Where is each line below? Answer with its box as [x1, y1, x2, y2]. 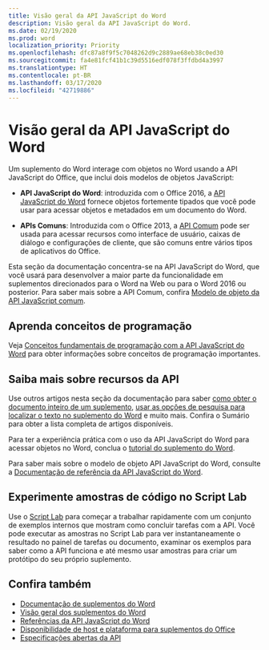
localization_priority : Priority [8, 42, 120, 50]
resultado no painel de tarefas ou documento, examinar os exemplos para [8, 537, 252, 547]
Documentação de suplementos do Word [19, 599, 156, 608]
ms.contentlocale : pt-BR [8, 71, 91, 79]
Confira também [8, 578, 92, 591]
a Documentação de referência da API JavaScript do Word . [8, 466, 203, 477]
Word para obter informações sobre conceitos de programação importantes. [8, 349, 261, 359]
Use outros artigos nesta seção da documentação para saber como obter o [8, 394, 257, 403]
